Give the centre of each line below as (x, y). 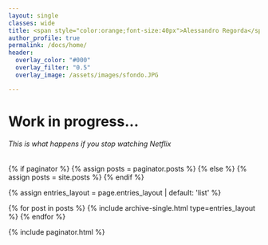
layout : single (33, 16)
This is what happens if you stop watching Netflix (90, 144)
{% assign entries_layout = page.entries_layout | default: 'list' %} (115, 193)
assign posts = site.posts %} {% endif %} (77, 177)
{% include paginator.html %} (57, 232)
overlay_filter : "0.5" (53, 68)
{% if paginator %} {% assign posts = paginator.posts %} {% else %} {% (128, 169)
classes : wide (32, 23)
